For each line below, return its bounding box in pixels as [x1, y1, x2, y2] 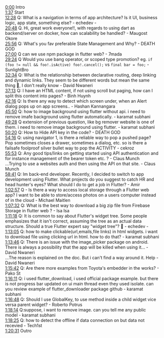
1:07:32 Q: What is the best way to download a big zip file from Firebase [5, 202, 150, 208]
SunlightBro [5, 67, 29, 73]
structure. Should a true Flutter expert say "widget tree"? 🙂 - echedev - [5, 224, 149, 229]
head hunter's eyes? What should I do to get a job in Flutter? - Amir [5, 182, 141, 187]
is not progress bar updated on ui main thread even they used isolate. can [5, 281, 154, 286]
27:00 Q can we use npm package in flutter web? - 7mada [5, 51, 122, 57]
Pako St [5, 270, 21, 276]
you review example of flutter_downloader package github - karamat [5, 286, 143, 292]
